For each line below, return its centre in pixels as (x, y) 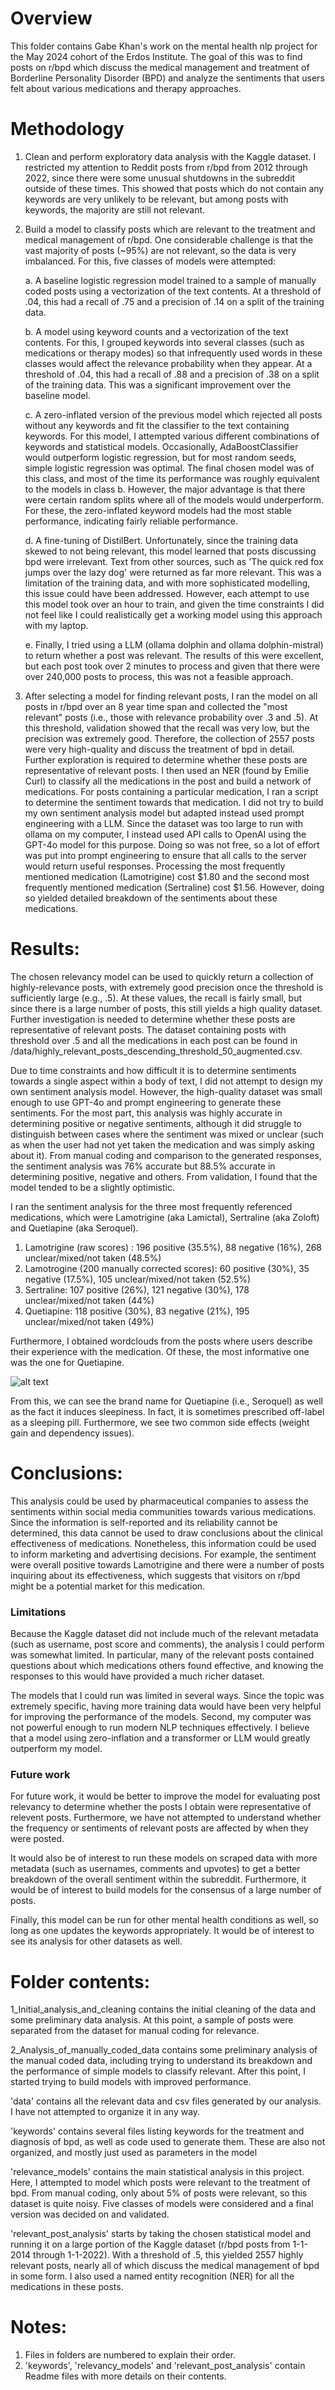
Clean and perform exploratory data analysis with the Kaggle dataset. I (170, 156)
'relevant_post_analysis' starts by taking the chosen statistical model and (161, 2234)
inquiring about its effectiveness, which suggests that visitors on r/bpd (155, 1575)
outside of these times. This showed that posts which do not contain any (174, 188)
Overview (51, 18)
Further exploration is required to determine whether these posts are (166, 759)
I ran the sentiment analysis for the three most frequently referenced (151, 1206)
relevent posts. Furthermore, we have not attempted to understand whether (166, 1818)
